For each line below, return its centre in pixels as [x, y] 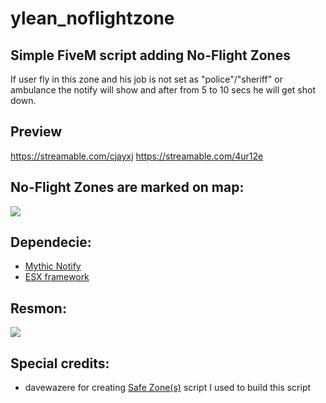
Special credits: [60, 363]
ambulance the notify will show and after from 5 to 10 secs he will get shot [163, 90]
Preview [36, 132]
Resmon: [38, 308]
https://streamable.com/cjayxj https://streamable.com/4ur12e [137, 156]
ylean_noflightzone [92, 18]
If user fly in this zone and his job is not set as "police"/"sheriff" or [146, 79]
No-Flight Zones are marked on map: [127, 187]
